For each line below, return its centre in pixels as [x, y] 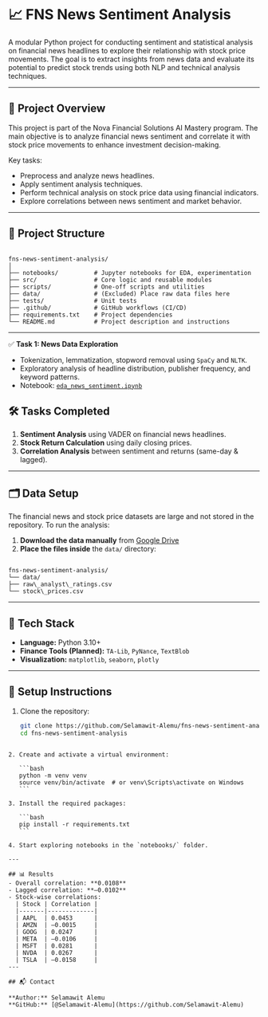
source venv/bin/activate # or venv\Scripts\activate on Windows [132, 782]
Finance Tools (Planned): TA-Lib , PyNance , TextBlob [104, 651]
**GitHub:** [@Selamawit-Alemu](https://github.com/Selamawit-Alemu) [126, 1004]
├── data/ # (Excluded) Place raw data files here [119, 294]
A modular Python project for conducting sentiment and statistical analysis [131, 42]
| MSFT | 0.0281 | [57, 946]
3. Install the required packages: [67, 803]
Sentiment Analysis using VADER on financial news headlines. [123, 434]
